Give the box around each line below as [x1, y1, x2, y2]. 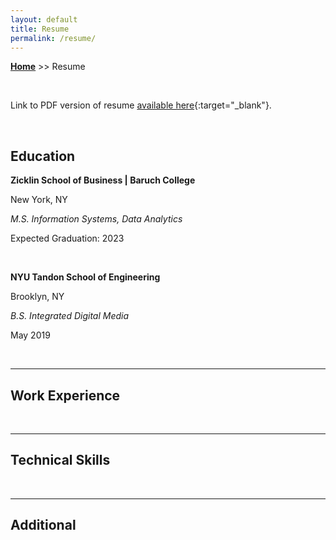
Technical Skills [10, 452, 111, 469]
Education [10, 147, 76, 165]
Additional [10, 517, 77, 534]
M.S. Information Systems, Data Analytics [10, 213, 183, 225]
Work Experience [10, 387, 121, 404]
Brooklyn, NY [10, 291, 65, 303]
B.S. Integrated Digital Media [10, 310, 130, 322]
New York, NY [10, 194, 68, 206]
